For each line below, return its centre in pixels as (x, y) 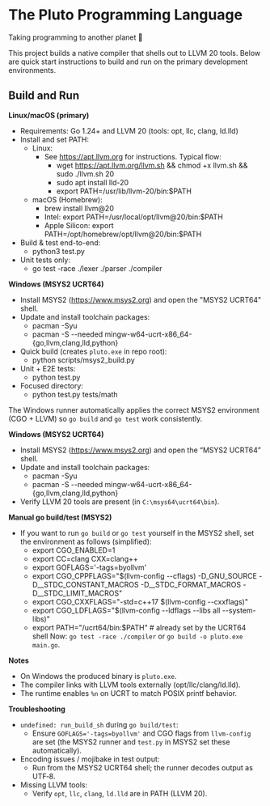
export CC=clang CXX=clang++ (85, 558)
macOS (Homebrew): (67, 199)
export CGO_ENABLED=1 (74, 550)
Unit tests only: (45, 260)
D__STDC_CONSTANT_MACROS (85, 584)
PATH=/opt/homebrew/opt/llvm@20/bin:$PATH (123, 234)
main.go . (46, 644)
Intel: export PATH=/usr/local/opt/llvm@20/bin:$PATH (134, 217)
